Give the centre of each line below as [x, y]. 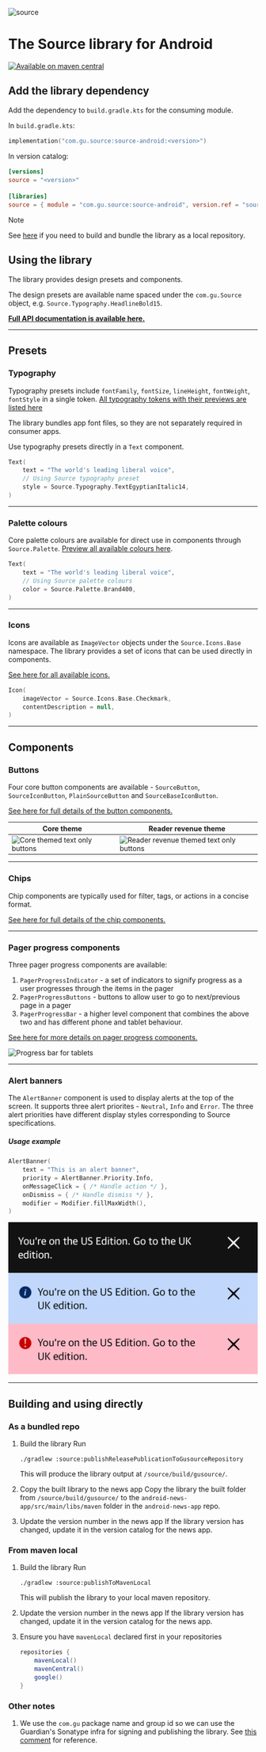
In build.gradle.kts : [42, 125]
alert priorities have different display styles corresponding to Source [120, 1115]
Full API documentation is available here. [76, 318]
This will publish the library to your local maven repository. [115, 1598]
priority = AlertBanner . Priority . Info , [88, 1178]
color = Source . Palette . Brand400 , [79, 589]
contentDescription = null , [68, 707]
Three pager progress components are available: [88, 964]
